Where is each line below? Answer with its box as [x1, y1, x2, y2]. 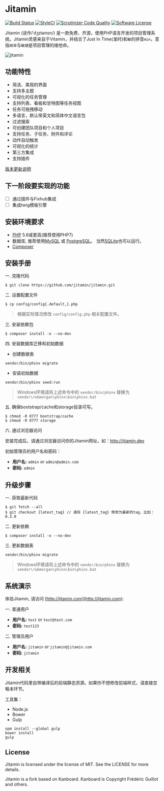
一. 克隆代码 [5, 273, 29, 279]
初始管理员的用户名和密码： [5, 448, 61, 454]
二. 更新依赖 [5, 524, 29, 529]
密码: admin [12, 465, 35, 471]
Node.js [12, 706, 28, 712]
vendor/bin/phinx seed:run [5, 380, 60, 385]
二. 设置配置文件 [5, 292, 38, 298]
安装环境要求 [5, 218, 44, 226]
